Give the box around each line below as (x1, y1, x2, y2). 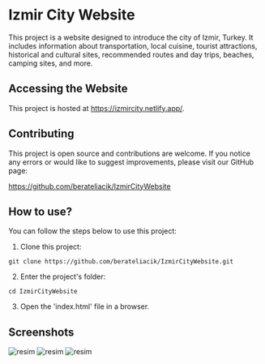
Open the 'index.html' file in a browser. (19, 302, 150, 311)
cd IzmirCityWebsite (8, 288, 79, 296)
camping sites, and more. (8, 58, 93, 68)
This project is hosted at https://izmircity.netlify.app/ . (8, 103, 185, 113)
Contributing (8, 127, 75, 141)
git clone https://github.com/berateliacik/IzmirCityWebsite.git (8, 258, 233, 266)
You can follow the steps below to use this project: (8, 226, 177, 236)
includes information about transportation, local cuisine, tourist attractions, (8, 41, 258, 50)
